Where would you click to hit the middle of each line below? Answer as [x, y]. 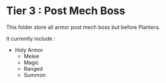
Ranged [33, 68]
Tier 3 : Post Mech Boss [66, 11]
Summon [35, 75]
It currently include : [31, 38]
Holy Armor [29, 50]
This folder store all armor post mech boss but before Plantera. [83, 27]
